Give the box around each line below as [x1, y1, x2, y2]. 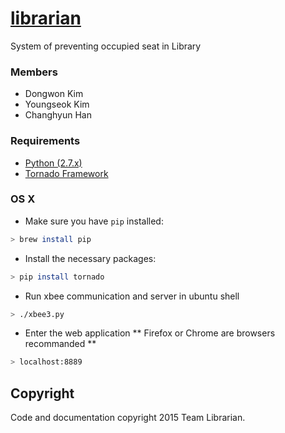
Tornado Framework [24, 167, 109, 179]
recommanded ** [24, 338, 97, 350]
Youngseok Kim [24, 98, 90, 111]
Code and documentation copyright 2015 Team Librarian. [10, 412, 246, 424]
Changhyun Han [24, 109, 92, 121]
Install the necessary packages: [24, 252, 157, 264]
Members [10, 65, 58, 79]
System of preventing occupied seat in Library [10, 40, 202, 52]
